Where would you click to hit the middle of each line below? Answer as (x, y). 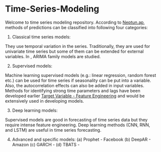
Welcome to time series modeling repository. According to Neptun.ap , (75, 22)
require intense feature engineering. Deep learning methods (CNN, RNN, (78, 125)
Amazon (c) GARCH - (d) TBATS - (46, 144)
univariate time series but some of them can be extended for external (74, 51)
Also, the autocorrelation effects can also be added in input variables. (75, 85)
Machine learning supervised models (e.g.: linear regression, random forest (81, 75)
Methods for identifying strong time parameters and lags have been (73, 91)
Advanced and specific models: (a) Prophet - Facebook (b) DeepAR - (81, 139)
